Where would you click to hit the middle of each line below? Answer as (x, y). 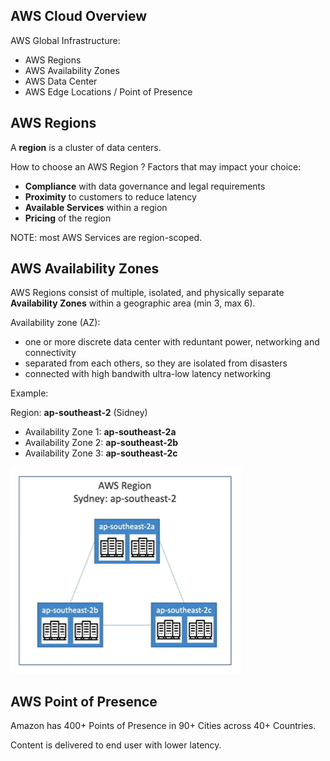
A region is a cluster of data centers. (86, 147)
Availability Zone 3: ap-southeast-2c (101, 453)
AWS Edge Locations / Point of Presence (108, 91)
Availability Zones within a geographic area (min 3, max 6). (133, 303)
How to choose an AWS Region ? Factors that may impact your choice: (156, 166)
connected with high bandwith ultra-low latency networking (148, 374)
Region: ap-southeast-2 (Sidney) (79, 413)
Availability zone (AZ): (55, 323)
